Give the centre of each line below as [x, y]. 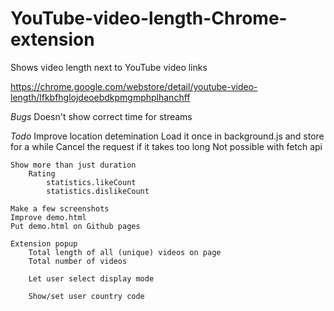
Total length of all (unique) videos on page [125, 252]
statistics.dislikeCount [98, 191]
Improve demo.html [48, 217]
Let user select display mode [91, 278]
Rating [42, 173]
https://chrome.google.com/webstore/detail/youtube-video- [134, 86]
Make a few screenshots [60, 208]
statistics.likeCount [91, 182]
